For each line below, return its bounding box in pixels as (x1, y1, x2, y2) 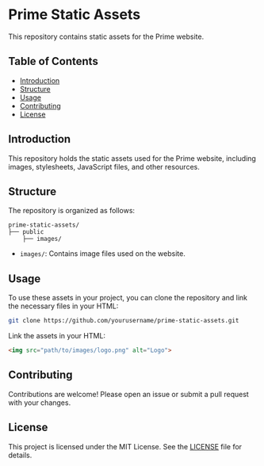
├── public (8, 228, 44, 236)
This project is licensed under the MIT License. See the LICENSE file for (8, 441, 243, 451)
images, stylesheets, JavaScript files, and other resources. (8, 162, 200, 171)
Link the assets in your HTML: (8, 331, 105, 341)
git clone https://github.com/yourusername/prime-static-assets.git (8, 317, 239, 325)
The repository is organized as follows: (8, 206, 136, 216)
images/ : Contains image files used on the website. (19, 249, 186, 258)
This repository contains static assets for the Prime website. (8, 32, 205, 41)
